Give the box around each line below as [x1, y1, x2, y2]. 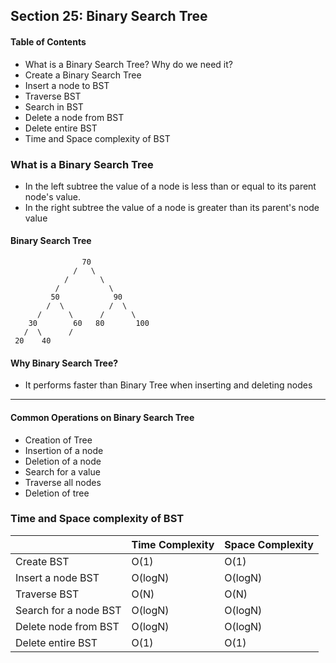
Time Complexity [131, 537, 215, 551]
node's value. [24, 190, 82, 203]
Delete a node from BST [24, 111, 125, 123]
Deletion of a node [24, 455, 102, 467]
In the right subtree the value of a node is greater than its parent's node [24, 201, 320, 213]
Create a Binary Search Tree [24, 69, 142, 81]
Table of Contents [10, 35, 87, 48]
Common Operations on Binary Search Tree [10, 411, 195, 423]
